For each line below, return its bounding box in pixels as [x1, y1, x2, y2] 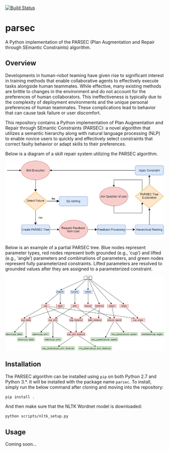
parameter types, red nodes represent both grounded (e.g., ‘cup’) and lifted [5, 250, 161, 256]
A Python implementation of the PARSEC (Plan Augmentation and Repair [5, 39, 155, 45]
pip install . [5, 394, 35, 400]
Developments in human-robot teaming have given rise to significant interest [5, 72, 164, 78]
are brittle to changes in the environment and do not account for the [5, 88, 146, 94]
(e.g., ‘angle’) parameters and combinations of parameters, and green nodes [5, 255, 164, 261]
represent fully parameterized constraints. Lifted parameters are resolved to [5, 261, 162, 267]
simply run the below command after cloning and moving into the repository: [5, 384, 164, 390]
